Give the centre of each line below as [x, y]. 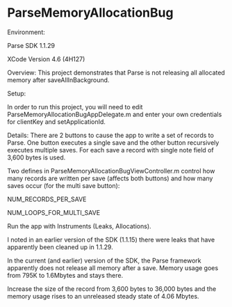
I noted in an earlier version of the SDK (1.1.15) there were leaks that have [111, 239]
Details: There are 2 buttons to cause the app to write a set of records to [110, 135]
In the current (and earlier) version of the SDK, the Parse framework [104, 260]
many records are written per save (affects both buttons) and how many [110, 178]
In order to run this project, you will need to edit [75, 107]
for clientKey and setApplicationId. [57, 121]
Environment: [26, 32]
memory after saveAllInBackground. [58, 80]
